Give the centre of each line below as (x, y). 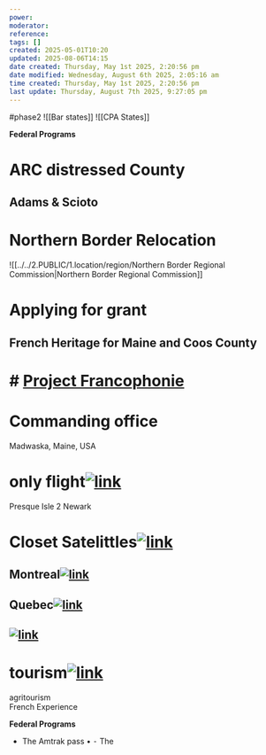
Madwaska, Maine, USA (53, 446)
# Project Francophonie (97, 381)
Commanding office (84, 421)
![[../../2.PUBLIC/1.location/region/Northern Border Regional (117, 265)
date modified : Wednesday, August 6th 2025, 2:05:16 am (114, 75)
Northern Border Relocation (113, 241)
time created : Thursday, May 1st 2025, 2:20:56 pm (104, 83)
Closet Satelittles (73, 542)
